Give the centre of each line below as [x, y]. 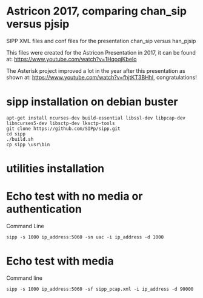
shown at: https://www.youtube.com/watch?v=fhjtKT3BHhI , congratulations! [101, 77]
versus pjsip [38, 24]
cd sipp [16, 134]
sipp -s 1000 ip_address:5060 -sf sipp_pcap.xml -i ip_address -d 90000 [100, 289]
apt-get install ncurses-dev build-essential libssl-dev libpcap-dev [96, 118]
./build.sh [20, 139]
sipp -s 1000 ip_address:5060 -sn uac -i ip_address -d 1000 [85, 237]
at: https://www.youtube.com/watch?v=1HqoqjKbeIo [72, 59]
